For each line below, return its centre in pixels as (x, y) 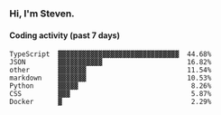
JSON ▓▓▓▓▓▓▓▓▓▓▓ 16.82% (110, 62)
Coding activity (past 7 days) (64, 35)
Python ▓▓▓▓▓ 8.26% (110, 86)
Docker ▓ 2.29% (110, 102)
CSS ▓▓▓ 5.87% (110, 94)
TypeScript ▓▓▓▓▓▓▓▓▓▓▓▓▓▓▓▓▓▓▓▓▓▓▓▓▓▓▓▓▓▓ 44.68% (110, 54)
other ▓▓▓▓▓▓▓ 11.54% (110, 71)
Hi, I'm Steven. (42, 14)
